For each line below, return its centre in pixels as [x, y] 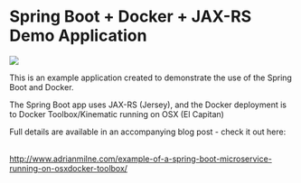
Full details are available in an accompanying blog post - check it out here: [148, 132]
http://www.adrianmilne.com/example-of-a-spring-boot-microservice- [141, 159]
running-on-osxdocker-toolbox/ [69, 168]
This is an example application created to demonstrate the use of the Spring [150, 78]
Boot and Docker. [42, 87]
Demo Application [78, 36]
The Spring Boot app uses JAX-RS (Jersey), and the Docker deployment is [148, 105]
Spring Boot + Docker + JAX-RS [131, 17]
